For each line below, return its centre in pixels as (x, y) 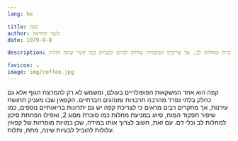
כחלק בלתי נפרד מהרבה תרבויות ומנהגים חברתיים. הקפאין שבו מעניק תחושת (109, 99)
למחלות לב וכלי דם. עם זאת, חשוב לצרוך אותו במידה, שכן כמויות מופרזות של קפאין (117, 122)
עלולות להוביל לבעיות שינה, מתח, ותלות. (61, 130)
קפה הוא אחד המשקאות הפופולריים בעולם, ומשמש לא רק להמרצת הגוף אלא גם (113, 92)
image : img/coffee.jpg (41, 72)
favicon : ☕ (23, 66)
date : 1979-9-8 (30, 40)
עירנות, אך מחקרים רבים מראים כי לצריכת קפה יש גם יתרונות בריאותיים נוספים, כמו (118, 107)
